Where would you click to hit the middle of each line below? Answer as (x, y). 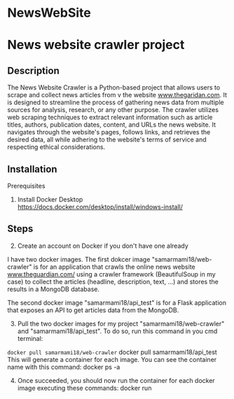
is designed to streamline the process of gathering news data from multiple (116, 102)
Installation (32, 169)
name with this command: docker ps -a (64, 367)
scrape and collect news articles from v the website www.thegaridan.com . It (117, 95)
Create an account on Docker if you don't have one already (103, 246)
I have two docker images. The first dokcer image (79, 259)
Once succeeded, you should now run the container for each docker (116, 380)
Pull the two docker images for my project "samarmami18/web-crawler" (121, 323)
